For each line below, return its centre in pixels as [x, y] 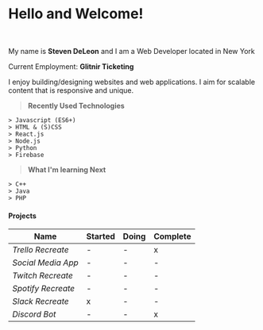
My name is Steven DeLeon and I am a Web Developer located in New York [132, 51]
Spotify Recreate [44, 289]
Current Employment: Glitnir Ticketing [71, 66]
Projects [23, 216]
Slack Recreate [41, 301]
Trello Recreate [41, 250]
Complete [173, 236]
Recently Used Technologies [76, 106]
